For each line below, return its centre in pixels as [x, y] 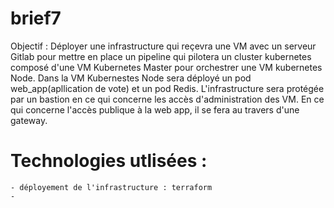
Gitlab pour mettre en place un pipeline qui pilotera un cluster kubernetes [161, 56]
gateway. [29, 120]
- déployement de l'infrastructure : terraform [111, 187]
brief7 [36, 18]
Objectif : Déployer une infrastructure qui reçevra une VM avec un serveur [163, 46]
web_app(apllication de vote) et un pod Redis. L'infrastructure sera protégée [167, 88]
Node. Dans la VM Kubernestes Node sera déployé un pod [131, 78]
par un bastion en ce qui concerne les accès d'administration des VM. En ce [167, 99]
